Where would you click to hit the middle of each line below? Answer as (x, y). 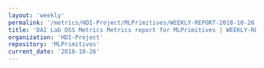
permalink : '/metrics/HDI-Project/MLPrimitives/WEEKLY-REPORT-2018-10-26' (133, 23)
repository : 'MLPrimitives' (54, 45)
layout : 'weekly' (37, 15)
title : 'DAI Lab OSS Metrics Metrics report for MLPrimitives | (115, 30)
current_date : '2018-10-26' (54, 52)
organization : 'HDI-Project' (56, 37)
